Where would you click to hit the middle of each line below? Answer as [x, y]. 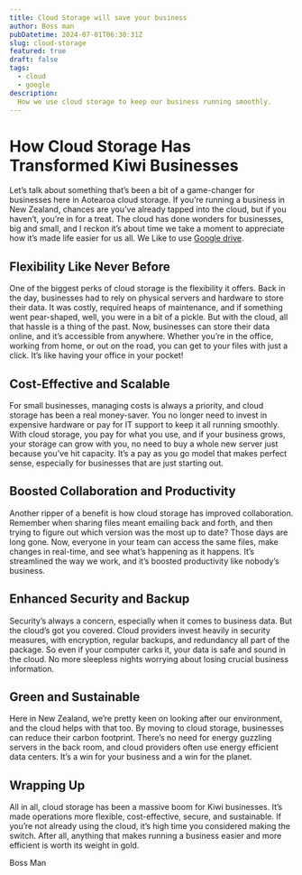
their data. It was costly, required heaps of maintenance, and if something [146, 308]
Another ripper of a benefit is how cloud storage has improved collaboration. [151, 513]
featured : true [38, 51]
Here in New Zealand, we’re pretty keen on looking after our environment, [146, 719]
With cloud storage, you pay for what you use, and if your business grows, [147, 434]
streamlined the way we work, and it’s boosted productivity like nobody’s [144, 561]
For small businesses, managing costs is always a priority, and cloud [137, 405]
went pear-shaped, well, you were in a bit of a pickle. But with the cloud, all [149, 318]
